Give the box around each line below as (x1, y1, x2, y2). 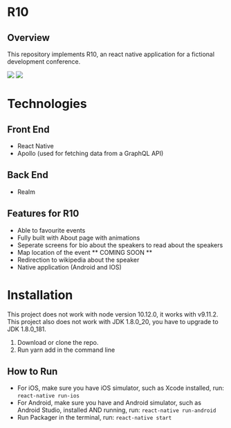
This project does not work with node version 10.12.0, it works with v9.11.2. (7, 310, 219, 319)
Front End (7, 123, 50, 135)
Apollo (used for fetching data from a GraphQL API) (17, 150, 164, 157)
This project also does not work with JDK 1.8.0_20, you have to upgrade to (7, 317, 219, 326)
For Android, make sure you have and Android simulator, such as (17, 399, 202, 407)
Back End (7, 169, 48, 181)
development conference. (7, 57, 81, 66)
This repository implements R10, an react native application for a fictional (7, 50, 215, 58)
